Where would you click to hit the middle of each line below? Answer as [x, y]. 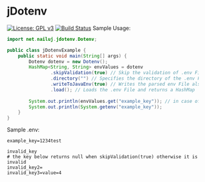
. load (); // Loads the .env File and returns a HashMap [123, 89]
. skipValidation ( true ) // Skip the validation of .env [121, 73]
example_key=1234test [34, 141]
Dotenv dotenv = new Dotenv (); [68, 61]
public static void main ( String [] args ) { [72, 56]
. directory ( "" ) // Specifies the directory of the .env [123, 79]
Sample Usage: [112, 28]
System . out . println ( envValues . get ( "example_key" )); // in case [110, 101]
